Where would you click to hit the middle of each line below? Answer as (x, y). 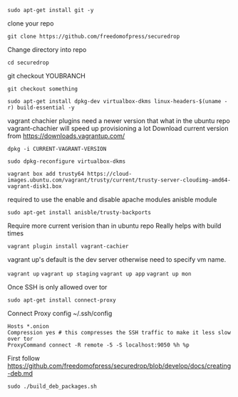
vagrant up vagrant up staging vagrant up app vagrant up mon (99, 274)
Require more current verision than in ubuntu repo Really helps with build (114, 226)
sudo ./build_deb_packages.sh (52, 386)
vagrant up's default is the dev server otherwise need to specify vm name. (117, 259)
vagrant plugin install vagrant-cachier (68, 246)
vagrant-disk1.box (35, 186)
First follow (24, 358)
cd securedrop (29, 63)
